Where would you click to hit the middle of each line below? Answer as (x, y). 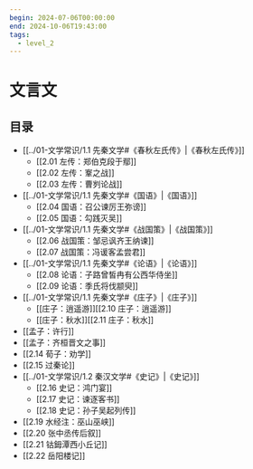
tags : (19, 34)
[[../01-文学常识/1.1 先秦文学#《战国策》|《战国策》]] (118, 230)
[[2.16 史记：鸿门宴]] (74, 388)
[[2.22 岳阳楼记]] (54, 456)
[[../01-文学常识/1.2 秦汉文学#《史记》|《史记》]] (111, 377)
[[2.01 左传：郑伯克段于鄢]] (86, 162)
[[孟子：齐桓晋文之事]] (64, 343)
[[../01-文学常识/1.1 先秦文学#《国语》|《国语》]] (110, 196)
